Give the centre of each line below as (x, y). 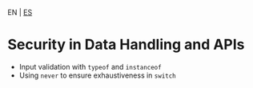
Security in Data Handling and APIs (126, 45)
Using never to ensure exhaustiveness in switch (98, 75)
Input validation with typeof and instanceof (90, 66)
